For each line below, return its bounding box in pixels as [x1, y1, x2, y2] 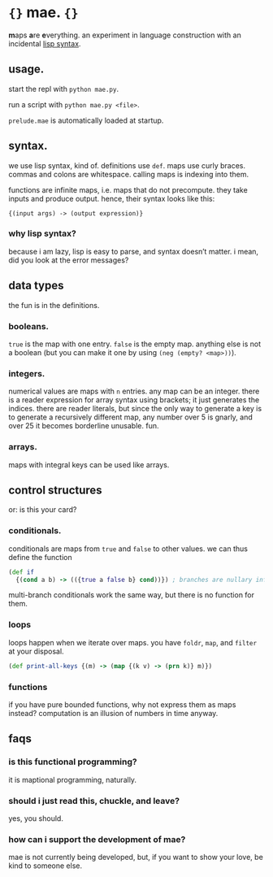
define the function [8, 552, 73, 562]
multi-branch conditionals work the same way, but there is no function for [8, 590, 254, 600]
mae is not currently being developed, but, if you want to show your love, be [8, 853, 264, 862]
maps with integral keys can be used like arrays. [8, 459, 170, 470]
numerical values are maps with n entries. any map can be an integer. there [8, 386, 260, 397]
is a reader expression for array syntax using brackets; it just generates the [8, 395, 260, 405]
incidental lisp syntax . [8, 38, 81, 48]
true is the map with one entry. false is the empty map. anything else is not [8, 339, 262, 349]
